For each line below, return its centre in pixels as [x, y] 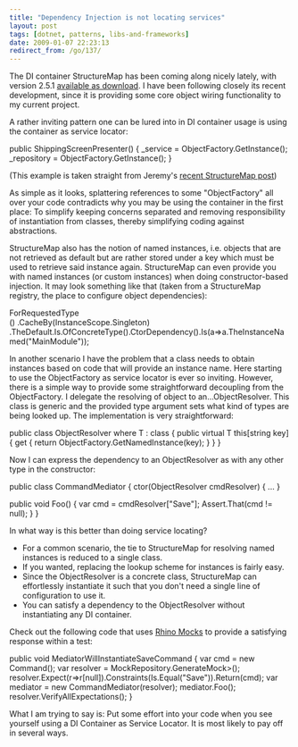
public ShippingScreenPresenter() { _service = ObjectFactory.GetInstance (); [149, 149]
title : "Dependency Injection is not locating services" [117, 17]
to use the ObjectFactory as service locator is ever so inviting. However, [141, 378]
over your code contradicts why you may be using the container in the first [146, 203]
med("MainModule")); [49, 341]
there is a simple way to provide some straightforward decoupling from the [146, 387]
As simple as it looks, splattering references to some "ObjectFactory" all [141, 193]
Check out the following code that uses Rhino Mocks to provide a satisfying [148, 632]
